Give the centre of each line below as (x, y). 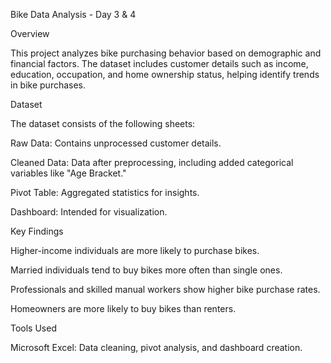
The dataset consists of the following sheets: (103, 123)
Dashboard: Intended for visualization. (89, 212)
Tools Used (33, 328)
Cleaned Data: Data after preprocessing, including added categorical (152, 162)
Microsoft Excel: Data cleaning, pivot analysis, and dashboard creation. (156, 347)
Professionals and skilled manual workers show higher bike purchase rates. (165, 289)
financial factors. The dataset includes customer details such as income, (159, 63)
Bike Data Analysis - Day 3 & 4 (73, 14)
